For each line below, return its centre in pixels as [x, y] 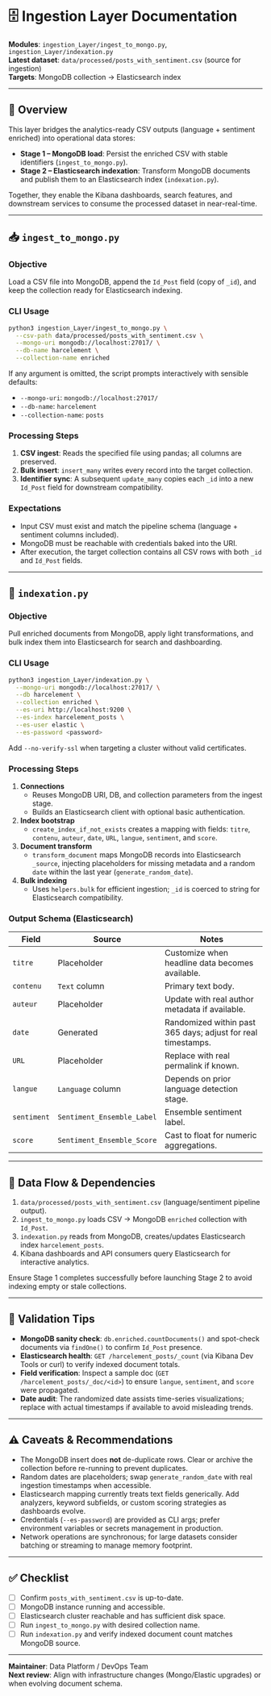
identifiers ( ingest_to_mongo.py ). [74, 162]
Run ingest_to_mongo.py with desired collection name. [110, 1625]
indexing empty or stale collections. [67, 1286]
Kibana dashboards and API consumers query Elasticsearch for [125, 1254]
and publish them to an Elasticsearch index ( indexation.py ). [119, 179]
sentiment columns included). [69, 535]
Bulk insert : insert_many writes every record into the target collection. [136, 470]
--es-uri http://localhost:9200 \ [73, 710]
